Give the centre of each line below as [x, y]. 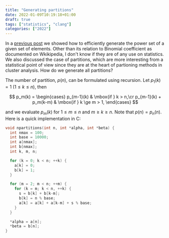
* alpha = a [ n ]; [26, 222]
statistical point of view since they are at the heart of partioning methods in [84, 65]
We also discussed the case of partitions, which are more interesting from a [84, 59]
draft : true [18, 19]
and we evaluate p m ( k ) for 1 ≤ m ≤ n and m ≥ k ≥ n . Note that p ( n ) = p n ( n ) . [83, 112]
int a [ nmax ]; [24, 142]
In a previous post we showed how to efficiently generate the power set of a [85, 43]
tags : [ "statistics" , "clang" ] [38, 24]
